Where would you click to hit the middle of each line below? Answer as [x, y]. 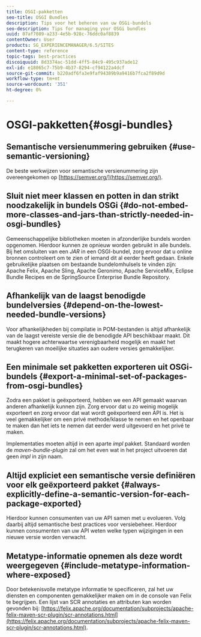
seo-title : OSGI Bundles [37, 17]
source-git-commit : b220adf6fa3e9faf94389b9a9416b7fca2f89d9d [85, 73]
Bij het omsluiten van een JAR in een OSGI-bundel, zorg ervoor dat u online [99, 251]
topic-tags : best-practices [41, 56]
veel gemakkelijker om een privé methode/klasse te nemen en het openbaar [100, 419]
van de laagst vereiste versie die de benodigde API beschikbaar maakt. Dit [98, 335]
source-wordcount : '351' [37, 85]
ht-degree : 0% [24, 90]
